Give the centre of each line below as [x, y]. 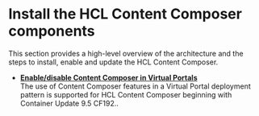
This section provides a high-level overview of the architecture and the [126, 53]
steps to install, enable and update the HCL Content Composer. [113, 62]
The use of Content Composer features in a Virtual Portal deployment [136, 86]
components [52, 31]
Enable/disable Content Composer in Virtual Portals [109, 77]
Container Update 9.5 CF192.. [69, 103]
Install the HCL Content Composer [125, 14]
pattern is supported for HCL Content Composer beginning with [126, 94]
